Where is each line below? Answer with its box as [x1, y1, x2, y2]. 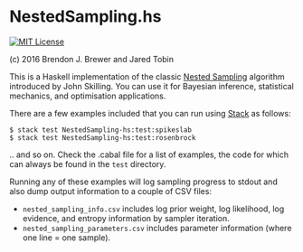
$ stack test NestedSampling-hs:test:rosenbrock [9, 133, 196, 142]
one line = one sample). [22, 232, 111, 243]
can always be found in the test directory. [9, 158, 166, 169]
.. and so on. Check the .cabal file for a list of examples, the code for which [9, 149, 289, 160]
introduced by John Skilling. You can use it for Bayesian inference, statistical [9, 80, 294, 91]
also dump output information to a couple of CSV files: [9, 185, 213, 196]
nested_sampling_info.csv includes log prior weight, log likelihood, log [22, 203, 285, 214]
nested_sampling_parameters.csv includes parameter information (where [22, 222, 292, 233]
